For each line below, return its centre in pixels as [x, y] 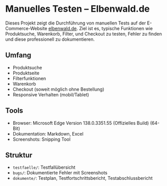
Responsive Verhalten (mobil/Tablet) [51, 94]
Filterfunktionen [29, 78]
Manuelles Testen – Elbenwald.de [78, 9]
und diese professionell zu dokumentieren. [50, 39]
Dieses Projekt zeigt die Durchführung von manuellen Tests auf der [76, 23]
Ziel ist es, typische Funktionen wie [116, 28]
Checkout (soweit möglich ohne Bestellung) [58, 89]
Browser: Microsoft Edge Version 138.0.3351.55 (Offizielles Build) [81, 123]
